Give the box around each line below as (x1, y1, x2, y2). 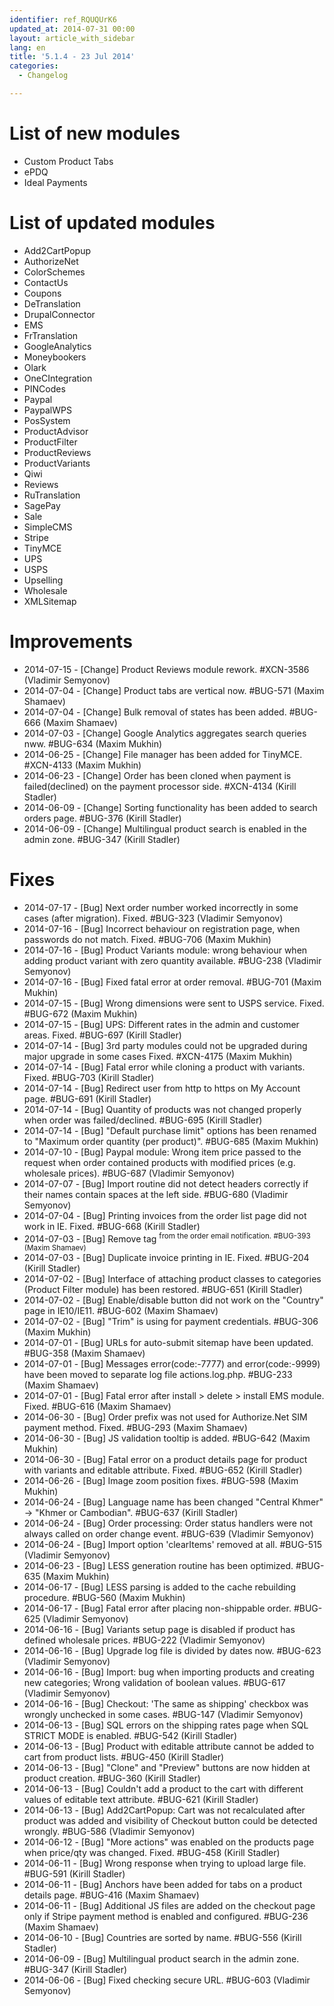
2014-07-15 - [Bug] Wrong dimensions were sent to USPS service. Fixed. (23, 997, 325, 1009)
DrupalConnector (23, 308, 96, 320)
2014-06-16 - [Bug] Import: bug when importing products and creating (23, 1666, 315, 1678)
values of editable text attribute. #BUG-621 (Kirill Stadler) (23, 1794, 259, 1806)
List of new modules (9, 122, 181, 145)
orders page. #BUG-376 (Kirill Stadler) (23, 812, 182, 824)
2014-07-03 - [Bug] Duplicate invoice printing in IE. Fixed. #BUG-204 (23, 1252, 310, 1264)
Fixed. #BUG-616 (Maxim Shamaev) (23, 1401, 172, 1413)
